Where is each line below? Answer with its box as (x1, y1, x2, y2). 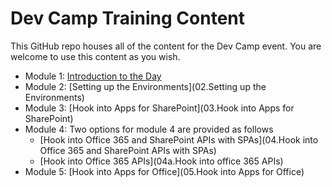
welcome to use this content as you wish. (10, 50, 181, 62)
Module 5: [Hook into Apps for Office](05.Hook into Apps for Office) (24, 165, 305, 177)
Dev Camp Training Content (10, 7, 246, 30)
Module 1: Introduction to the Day (24, 70, 162, 82)
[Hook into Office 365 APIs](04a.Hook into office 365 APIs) (39, 155, 284, 167)
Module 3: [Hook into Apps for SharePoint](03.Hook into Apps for (24, 102, 295, 114)
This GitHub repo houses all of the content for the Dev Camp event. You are (10, 40, 322, 52)
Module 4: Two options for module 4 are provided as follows (24, 123, 274, 135)
